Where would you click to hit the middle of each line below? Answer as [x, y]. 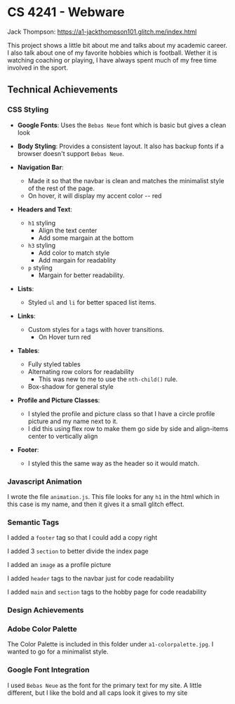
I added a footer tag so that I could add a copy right [82, 538]
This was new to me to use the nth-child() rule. [108, 379]
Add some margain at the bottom [86, 238]
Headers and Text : [45, 209]
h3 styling [42, 245]
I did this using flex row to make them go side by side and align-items [128, 428]
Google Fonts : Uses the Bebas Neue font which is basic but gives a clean [122, 125]
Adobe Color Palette [42, 629]
